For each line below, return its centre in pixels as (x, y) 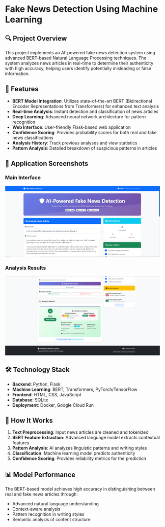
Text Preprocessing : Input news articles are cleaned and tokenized (80, 432)
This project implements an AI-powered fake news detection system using (80, 53)
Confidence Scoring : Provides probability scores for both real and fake (84, 132)
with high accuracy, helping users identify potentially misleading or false (78, 68)
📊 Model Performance (40, 474)
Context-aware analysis (36, 509)
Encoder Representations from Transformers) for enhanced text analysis (85, 106)
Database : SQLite (30, 400)
